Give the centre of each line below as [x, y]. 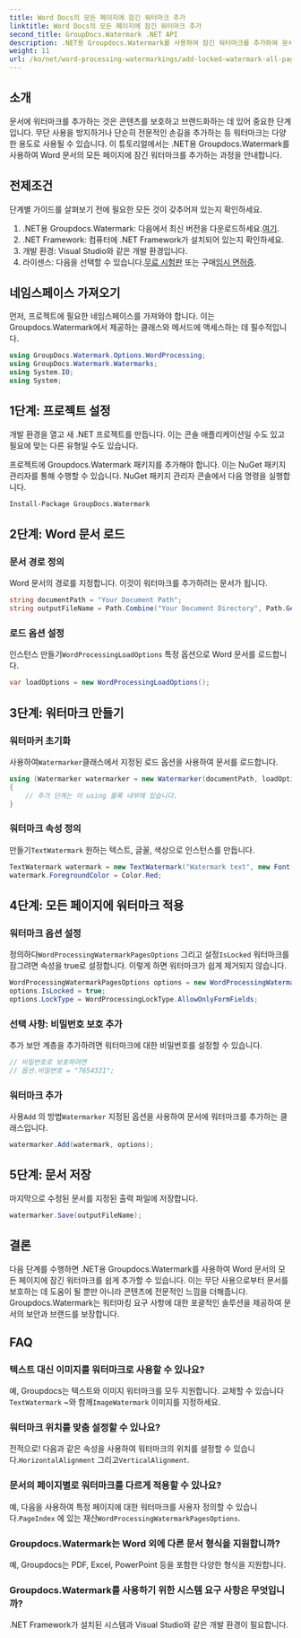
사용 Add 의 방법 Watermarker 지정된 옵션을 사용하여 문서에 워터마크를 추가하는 [144, 1117]
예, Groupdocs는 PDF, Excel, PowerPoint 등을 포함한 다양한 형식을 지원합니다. [148, 1565]
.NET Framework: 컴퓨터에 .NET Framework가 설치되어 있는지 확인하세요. [153, 240]
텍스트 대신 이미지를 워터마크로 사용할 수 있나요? [107, 1370]
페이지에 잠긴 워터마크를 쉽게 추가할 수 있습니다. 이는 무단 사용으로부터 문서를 [154, 1280]
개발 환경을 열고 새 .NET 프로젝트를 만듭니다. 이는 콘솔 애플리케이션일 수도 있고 [147, 434]
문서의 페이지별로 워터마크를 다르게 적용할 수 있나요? [116, 1485]
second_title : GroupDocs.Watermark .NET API [94, 34]
